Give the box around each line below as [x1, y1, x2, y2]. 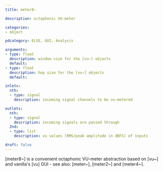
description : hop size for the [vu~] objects [9, 70, 105, 75]
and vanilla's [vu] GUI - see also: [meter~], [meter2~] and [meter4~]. [5, 161, 144, 167]
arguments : [5, 47, 27, 52]
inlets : [5, 84, 21, 88]
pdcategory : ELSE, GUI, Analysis [5, 38, 74, 43]
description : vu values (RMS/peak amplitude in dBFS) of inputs [14, 134, 148, 139]
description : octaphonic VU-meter [5, 16, 76, 21]
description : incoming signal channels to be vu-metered [14, 97, 133, 102]
